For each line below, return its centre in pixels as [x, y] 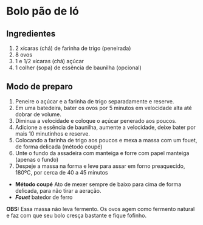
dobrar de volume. [38, 114]
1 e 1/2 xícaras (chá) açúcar [49, 61]
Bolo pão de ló [43, 11]
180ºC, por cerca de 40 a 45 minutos [61, 172]
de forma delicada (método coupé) [59, 147]
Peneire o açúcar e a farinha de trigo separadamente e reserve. [95, 101]
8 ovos [23, 55]
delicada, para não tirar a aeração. [58, 190]
